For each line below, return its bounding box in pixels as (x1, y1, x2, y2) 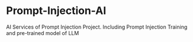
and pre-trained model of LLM (6, 29, 79, 36)
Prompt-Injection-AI (6, 4, 107, 17)
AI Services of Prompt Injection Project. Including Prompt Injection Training (6, 23, 188, 30)
